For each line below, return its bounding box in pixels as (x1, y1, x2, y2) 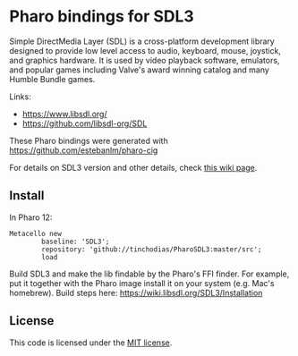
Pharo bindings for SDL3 (9, 6, 194, 27)
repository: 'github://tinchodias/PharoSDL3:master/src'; (41, 244, 262, 254)
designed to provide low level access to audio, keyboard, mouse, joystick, (9, 45, 282, 55)
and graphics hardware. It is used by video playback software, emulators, (9, 55, 280, 65)
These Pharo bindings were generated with (9, 135, 168, 146)
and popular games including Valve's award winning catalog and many (9, 64, 270, 75)
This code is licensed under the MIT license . (9, 337, 173, 348)
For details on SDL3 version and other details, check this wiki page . (9, 162, 258, 173)
